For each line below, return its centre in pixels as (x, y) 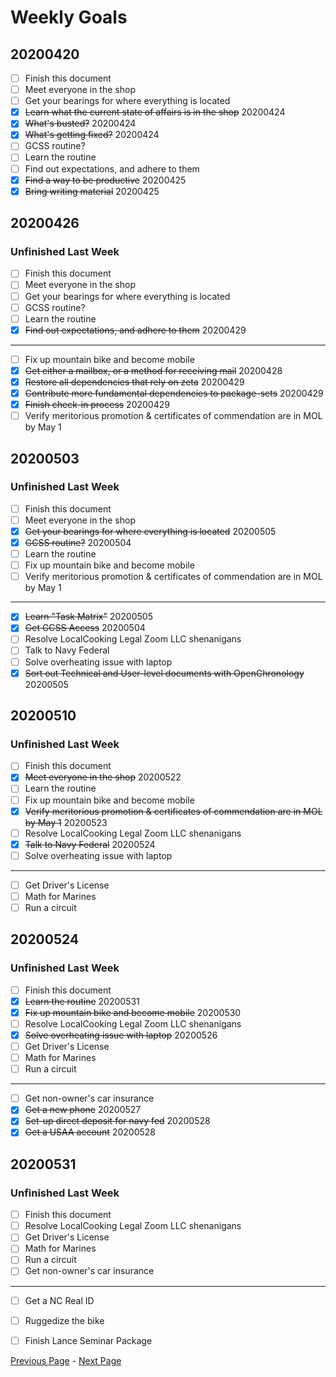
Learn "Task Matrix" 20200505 (88, 617)
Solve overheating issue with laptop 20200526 (121, 1035)
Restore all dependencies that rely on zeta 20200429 (134, 382)
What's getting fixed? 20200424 (92, 135)
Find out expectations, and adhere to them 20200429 (135, 330)
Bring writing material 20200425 (92, 191)
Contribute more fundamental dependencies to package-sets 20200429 (174, 393)
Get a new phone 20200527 (83, 1110)
